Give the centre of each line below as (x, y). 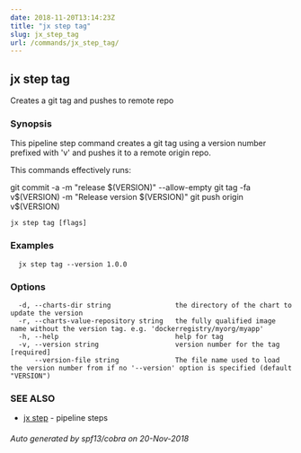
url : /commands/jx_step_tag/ (65, 43)
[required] (31, 352)
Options (28, 286)
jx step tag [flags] (49, 223)
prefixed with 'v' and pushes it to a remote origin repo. (111, 152)
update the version (47, 313)
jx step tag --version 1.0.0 (73, 264)
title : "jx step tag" (51, 26)
